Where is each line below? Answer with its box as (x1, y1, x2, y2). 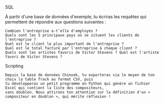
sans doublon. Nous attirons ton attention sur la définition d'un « (5, 90, 151, 95)
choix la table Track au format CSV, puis (5, 77, 93, 82)
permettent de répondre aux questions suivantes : (5, 19, 107, 25)
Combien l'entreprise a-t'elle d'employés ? (5, 29, 98, 34)
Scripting (5, 63, 24, 69)
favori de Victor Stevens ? (5, 54, 63, 59)
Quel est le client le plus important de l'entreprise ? (5, 41, 124, 46)
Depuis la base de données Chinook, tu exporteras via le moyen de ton (5, 72, 155, 77)
